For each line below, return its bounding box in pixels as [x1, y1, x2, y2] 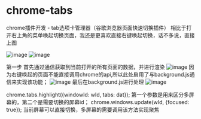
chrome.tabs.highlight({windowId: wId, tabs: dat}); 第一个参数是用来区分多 [6, 91, 190, 98]
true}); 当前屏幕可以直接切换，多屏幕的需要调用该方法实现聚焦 [6, 106, 160, 113]
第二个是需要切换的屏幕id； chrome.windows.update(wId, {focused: [22, 98, 190, 105]
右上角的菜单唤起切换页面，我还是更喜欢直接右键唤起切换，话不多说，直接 [11, 31, 195, 39]
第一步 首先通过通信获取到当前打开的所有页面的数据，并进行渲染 [6, 63, 165, 71]
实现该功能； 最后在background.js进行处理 [16, 78, 145, 86]
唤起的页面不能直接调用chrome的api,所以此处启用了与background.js [22, 71, 190, 78]
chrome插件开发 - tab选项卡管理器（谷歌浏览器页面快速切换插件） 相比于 [6, 24, 187, 31]
